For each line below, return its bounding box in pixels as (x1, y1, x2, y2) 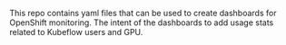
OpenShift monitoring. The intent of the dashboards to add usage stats (9, 17, 274, 28)
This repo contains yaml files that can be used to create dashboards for (9, 8, 277, 18)
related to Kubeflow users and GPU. (9, 27, 143, 37)
